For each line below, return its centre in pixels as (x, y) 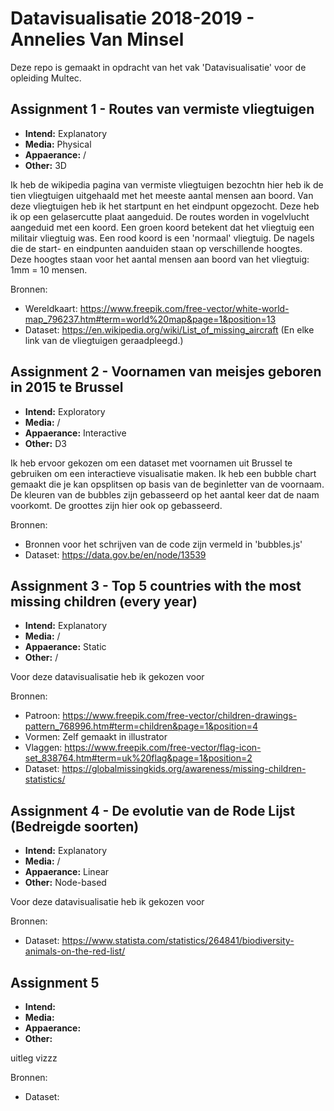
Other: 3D (45, 165)
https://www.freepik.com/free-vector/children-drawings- (180, 716)
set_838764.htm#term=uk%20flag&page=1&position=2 (138, 758)
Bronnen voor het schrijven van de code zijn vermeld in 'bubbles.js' (163, 544)
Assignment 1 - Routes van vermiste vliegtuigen (162, 109)
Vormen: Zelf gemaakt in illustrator (96, 737)
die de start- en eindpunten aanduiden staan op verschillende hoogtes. (156, 248)
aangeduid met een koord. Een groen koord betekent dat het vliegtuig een (162, 227)
